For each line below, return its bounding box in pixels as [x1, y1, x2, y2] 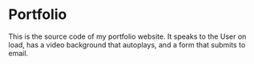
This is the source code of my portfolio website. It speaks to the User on [8, 32, 247, 41]
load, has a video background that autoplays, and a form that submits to [8, 40, 246, 49]
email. [8, 48, 29, 58]
